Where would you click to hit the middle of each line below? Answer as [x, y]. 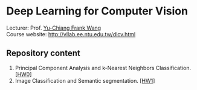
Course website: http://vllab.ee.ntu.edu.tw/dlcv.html [71, 34]
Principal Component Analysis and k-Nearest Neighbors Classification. [103, 68]
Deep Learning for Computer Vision [97, 11]
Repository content [43, 53]
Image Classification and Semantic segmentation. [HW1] [85, 80]
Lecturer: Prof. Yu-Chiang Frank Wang [54, 28]
